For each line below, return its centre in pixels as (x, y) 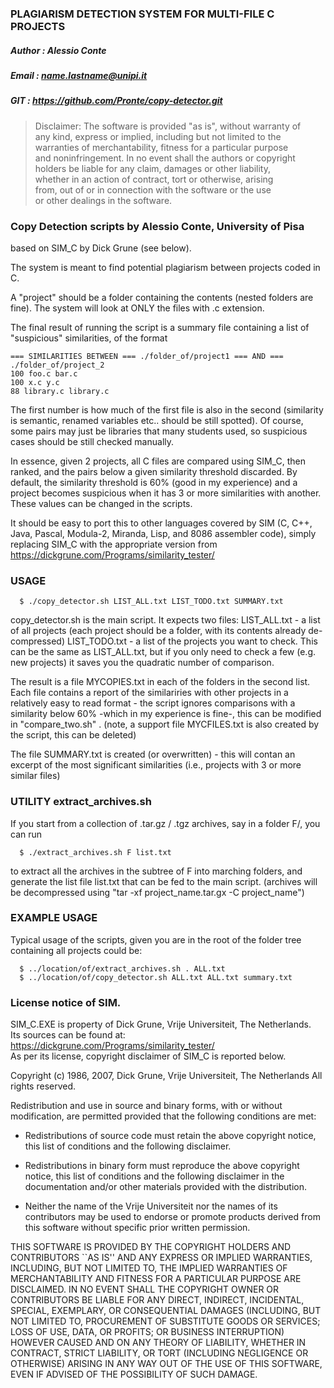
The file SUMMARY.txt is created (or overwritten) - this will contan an (153, 754)
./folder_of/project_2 (57, 365)
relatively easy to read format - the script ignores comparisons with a (153, 703)
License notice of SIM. (66, 1002)
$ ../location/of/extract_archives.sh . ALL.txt (122, 968)
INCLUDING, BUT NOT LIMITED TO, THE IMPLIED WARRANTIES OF (149, 1268)
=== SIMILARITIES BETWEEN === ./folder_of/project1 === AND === (147, 356)
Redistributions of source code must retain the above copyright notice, (170, 1136)
